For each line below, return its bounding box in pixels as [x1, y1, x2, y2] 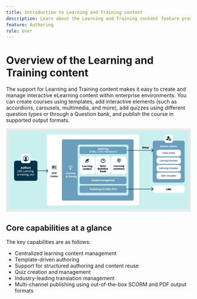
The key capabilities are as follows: [6, 239, 91, 246]
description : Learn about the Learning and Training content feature [6, 15, 180, 22]
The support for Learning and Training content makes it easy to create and [6, 85, 186, 93]
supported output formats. [6, 117, 70, 124]
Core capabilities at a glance [6, 223, 113, 233]
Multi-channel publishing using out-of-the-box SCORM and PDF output [14, 281, 186, 288]
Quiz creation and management [14, 269, 91, 276]
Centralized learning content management [14, 250, 117, 257]
